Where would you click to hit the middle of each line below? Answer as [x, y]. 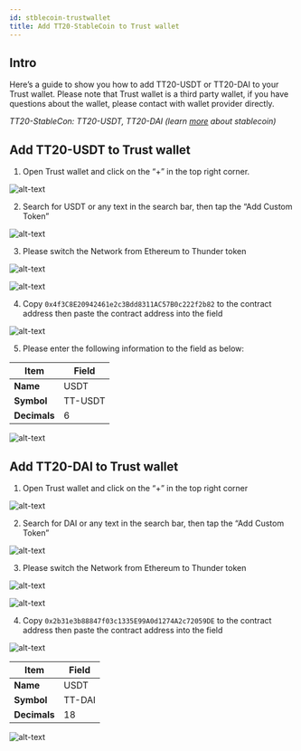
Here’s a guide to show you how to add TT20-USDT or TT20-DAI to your [144, 85]
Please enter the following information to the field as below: [133, 348]
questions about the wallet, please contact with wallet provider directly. [142, 104]
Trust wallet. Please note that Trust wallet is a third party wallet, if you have [149, 94]
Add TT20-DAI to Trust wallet [94, 466]
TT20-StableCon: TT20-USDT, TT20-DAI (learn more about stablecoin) [143, 121]
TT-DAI [80, 699]
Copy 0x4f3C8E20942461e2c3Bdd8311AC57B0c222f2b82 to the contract [147, 304]
